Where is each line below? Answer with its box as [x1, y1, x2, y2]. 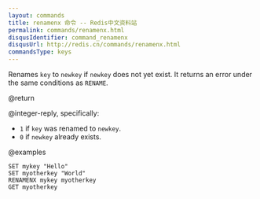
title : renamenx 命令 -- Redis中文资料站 [8, 19, 137, 27]
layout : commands [8, 11, 65, 20]
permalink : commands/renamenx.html [8, 26, 125, 34]
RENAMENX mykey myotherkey [8, 176, 97, 184]
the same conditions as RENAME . [8, 78, 108, 87]
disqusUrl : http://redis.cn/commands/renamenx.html [8, 41, 181, 49]
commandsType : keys [8, 48, 72, 56]
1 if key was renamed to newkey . [19, 123, 122, 133]
